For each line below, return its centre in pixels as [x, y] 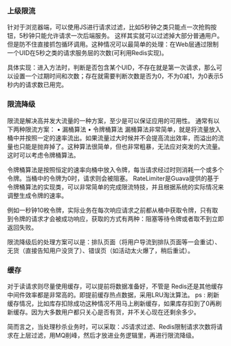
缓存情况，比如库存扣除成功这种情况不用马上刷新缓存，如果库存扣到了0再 [111, 303]
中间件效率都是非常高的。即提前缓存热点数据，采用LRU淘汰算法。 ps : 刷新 [113, 294]
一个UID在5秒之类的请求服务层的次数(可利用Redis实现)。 [88, 53]
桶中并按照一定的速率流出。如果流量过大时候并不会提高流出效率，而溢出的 [112, 138]
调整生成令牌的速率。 [37, 195]
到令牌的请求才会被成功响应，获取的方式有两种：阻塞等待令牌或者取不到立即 [115, 219]
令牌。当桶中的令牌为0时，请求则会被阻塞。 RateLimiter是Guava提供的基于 [113, 178]
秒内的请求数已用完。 [37, 85]
